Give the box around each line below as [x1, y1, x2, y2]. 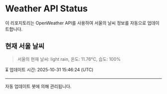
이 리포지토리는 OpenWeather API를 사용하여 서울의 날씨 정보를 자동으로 [5, 20, 147, 26]
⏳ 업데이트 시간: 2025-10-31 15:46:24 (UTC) [5, 66, 93, 72]
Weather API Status [5, 3, 88, 14]
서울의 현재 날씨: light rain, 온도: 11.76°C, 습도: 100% [17, 56, 121, 62]
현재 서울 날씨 [5, 42, 45, 50]
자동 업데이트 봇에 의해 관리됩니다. [5, 83, 72, 89]
